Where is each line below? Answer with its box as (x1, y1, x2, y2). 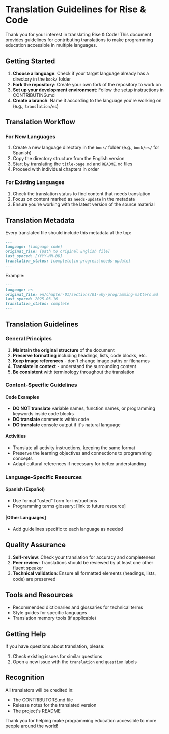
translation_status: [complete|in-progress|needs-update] (5, 258, 131, 264)
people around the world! (5, 723, 59, 729)
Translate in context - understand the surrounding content (12, 363, 136, 369)
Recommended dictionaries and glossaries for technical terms (12, 604, 144, 610)
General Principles (5, 335, 52, 343)
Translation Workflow (5, 118, 75, 126)
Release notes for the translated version (12, 702, 97, 708)
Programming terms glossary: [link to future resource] (12, 503, 126, 509)
